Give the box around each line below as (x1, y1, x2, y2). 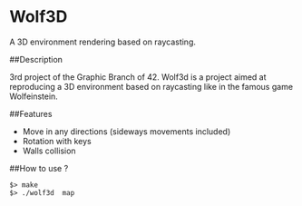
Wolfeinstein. (9, 91, 59, 102)
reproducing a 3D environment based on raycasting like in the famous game (9, 81, 293, 92)
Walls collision (22, 145, 76, 156)
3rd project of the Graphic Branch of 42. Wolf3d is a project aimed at (9, 71, 267, 83)
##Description (9, 54, 63, 64)
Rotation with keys (22, 135, 93, 146)
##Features (9, 108, 53, 119)
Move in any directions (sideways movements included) (22, 125, 231, 137)
